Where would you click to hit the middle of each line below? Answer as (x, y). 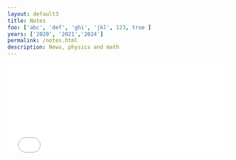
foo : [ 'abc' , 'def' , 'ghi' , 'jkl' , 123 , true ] (79, 27)
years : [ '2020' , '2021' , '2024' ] (55, 34)
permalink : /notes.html (43, 41)
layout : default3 (33, 14)
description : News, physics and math (63, 47)
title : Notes (27, 21)
